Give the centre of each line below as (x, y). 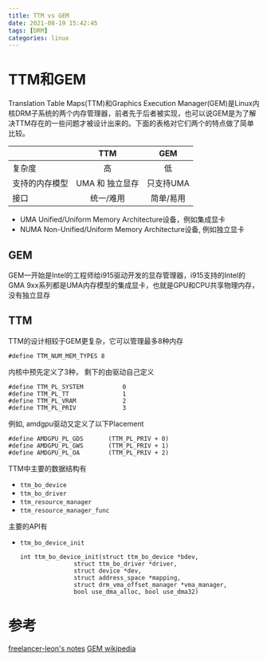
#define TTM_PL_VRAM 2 (67, 401)
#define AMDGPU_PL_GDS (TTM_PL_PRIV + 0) (89, 439)
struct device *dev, (108, 571)
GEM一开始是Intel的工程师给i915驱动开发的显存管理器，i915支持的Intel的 (127, 275)
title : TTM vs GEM (39, 16)
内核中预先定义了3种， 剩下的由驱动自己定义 (81, 372)
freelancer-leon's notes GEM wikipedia (72, 648)
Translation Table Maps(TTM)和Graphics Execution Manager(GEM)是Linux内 (134, 104)
